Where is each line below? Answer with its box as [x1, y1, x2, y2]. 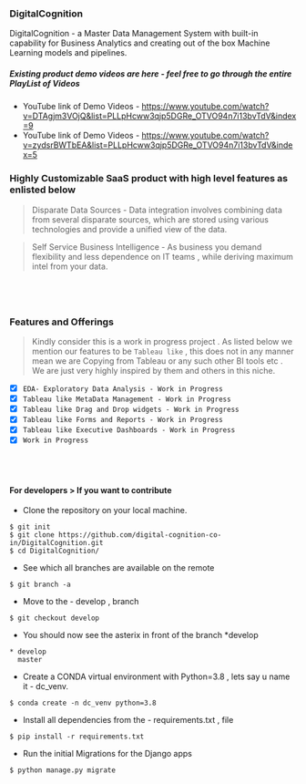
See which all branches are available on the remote [22, 562, 215, 573]
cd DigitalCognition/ [17, 546, 100, 556]
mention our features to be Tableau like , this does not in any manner [31, 346, 294, 357]
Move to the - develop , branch [22, 596, 139, 607]
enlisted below [9, 183, 76, 196]
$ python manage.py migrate [9, 766, 117, 775]
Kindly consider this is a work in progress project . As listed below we [31, 336, 293, 347]
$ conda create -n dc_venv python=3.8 [9, 698, 157, 708]
